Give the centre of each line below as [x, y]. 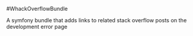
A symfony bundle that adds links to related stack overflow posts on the [97, 20]
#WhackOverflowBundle [37, 9]
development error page [37, 27]
